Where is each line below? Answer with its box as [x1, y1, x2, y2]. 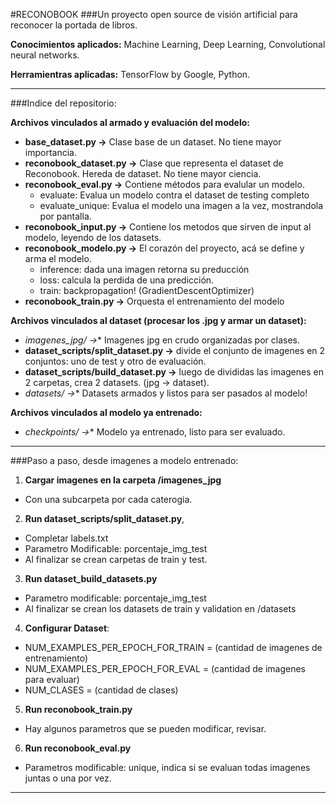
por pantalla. [39, 210, 92, 222]
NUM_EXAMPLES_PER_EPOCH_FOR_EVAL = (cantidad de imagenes [24, 663, 306, 674]
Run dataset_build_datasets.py [24, 573, 158, 584]
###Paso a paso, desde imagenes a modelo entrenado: [10, 455, 239, 466]
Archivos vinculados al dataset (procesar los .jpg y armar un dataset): [10, 315, 307, 326]
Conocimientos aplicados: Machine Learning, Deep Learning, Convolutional [10, 39, 326, 50]
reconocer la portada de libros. [10, 19, 138, 31]
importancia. [24, 147, 77, 158]
